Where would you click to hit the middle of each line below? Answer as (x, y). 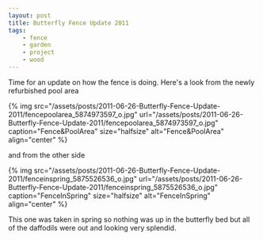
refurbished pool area (44, 90)
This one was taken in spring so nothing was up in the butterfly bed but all (129, 219)
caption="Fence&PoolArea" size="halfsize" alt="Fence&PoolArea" (116, 131)
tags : (17, 30)
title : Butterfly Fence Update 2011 (69, 23)
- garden (37, 45)
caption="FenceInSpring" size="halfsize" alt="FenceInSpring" (110, 196)
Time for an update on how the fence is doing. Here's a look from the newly (131, 82)
